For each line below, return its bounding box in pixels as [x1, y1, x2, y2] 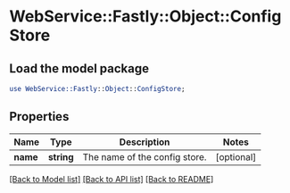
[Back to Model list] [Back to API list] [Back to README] [9, 173, 214, 184]
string [47, 150, 74, 163]
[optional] [215, 150, 257, 163]
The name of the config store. [82, 150, 207, 163]
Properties [9, 109, 70, 124]
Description [119, 136, 170, 148]
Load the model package [9, 61, 150, 76]
